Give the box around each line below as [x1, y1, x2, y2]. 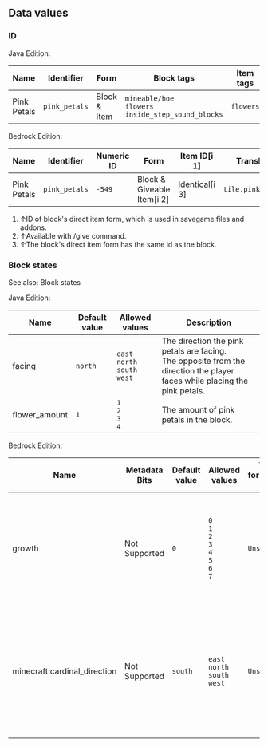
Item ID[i [180, 150, 214, 161]
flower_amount [12, 409, 69, 420]
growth [12, 543, 39, 554]
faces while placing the [161, 375, 249, 386]
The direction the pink [161, 335, 244, 346]
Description [186, 317, 232, 328]
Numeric [96, 150, 130, 161]
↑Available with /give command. [19, 231, 127, 240]
